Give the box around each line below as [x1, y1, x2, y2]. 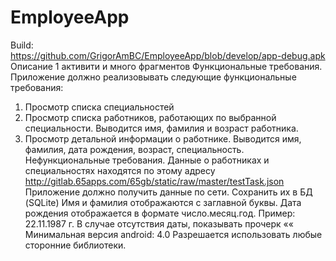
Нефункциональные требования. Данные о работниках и [24, 154, 270, 166]
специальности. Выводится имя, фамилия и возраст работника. [24, 122, 299, 134]
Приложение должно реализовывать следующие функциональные [10, 71, 297, 83]
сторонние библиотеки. [24, 239, 127, 251]
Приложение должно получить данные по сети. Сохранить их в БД [24, 186, 313, 198]
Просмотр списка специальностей [24, 101, 175, 113]
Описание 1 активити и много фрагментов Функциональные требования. [10, 60, 323, 72]
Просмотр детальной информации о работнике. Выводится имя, [24, 132, 302, 145]
